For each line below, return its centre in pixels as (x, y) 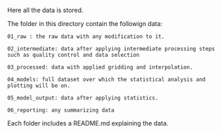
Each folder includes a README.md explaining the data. (88, 123)
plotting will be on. (39, 86)
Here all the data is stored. (45, 10)
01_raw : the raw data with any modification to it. (86, 36)
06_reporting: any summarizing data (61, 110)
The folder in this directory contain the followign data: (85, 24)
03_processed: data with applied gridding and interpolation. (100, 67)
